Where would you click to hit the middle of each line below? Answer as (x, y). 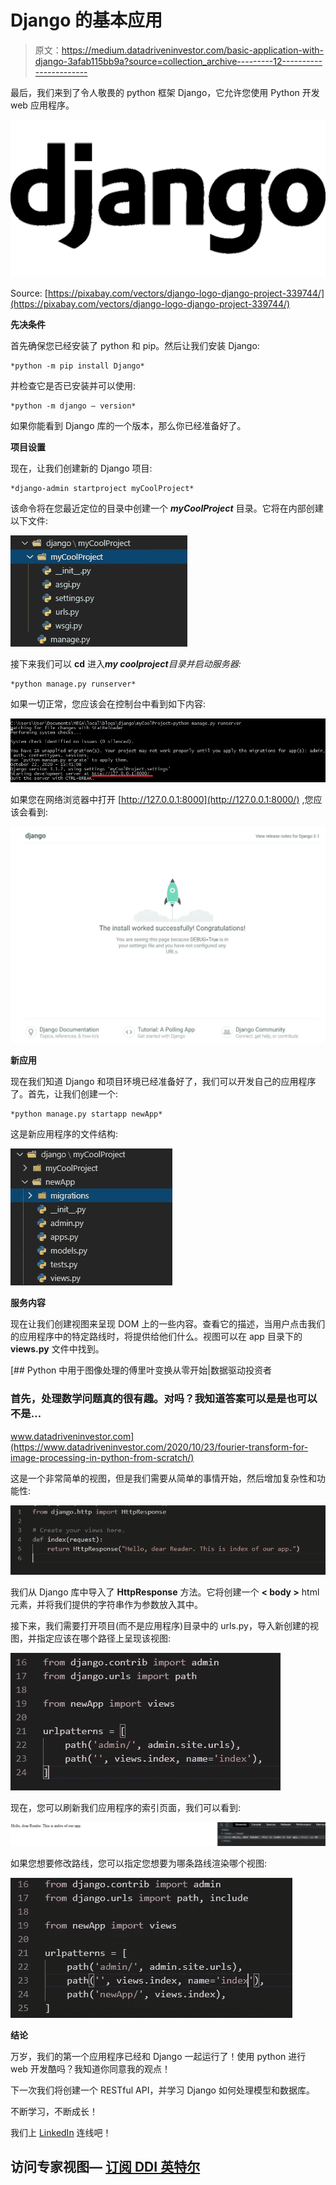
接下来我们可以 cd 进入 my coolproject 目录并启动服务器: (126, 663)
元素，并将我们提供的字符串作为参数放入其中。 (106, 1605)
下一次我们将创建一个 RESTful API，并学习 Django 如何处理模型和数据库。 (162, 2090)
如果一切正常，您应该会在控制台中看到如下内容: (108, 703)
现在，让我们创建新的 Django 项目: (81, 468)
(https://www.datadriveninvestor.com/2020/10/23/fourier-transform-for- (159, 1447)
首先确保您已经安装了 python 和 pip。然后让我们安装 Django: (135, 345)
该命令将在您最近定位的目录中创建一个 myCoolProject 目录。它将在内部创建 (167, 508)
